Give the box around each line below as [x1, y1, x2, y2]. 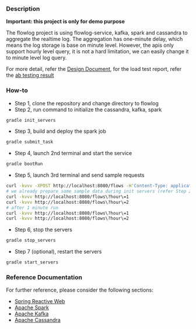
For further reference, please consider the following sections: [6, 286, 153, 294]
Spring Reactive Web [14, 298, 65, 305]
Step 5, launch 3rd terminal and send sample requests [14, 172, 145, 179]
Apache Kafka [14, 310, 49, 317]
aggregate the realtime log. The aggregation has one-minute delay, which [6, 36, 183, 43]
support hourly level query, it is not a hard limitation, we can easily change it [6, 48, 189, 55]
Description [6, 5, 40, 13]
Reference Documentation [6, 273, 83, 282]
